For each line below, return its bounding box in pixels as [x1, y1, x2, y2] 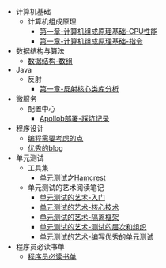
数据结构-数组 [27, 56, 74, 65]
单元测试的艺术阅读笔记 [27, 183, 104, 192]
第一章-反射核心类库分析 [39, 84, 119, 93]
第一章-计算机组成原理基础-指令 [39, 36, 144, 46]
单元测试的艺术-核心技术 [39, 203, 119, 211]
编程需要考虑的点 [27, 133, 84, 143]
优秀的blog [27, 143, 63, 152]
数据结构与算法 [15, 47, 65, 55]
